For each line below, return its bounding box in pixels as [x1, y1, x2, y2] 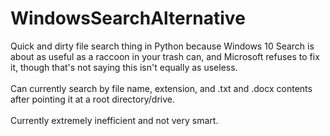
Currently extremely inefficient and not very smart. [10, 114, 219, 126]
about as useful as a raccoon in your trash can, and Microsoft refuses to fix [10, 50, 320, 62]
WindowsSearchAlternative [10, 7, 246, 30]
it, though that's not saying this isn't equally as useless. [10, 61, 238, 73]
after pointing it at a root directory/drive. [10, 93, 175, 105]
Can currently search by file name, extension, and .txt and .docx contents [10, 82, 313, 94]
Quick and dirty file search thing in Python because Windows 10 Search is [10, 40, 315, 52]
